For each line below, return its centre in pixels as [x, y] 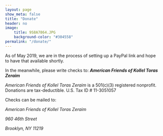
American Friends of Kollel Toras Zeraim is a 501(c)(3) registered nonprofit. [81, 85]
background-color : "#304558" [44, 37]
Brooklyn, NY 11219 [24, 128]
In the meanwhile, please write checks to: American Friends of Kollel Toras [81, 70]
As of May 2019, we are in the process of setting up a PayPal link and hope [81, 55]
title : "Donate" [22, 19]
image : [12, 28]
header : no [16, 23]
